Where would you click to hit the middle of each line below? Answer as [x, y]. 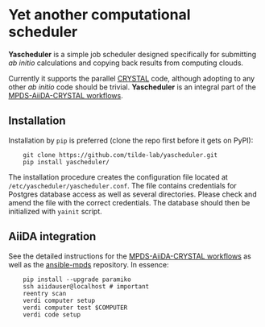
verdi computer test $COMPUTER [75, 308]
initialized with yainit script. [55, 211]
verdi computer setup [59, 300]
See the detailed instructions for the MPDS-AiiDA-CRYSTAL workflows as [130, 256]
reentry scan [45, 293]
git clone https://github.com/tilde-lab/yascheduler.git [120, 155]
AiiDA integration [52, 236]
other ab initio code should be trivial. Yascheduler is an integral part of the [132, 87]
